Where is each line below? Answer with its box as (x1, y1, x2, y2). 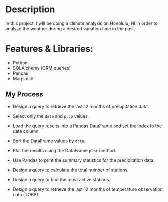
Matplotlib (12, 75, 34, 81)
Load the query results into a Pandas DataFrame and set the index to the (12, 123, 162, 129)
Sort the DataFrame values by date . (12, 138, 86, 144)
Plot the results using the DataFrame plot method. (12, 147, 116, 153)
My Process (5, 90, 44, 99)
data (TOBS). (12, 191, 40, 197)
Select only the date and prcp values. (12, 113, 89, 119)
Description (5, 4, 55, 15)
